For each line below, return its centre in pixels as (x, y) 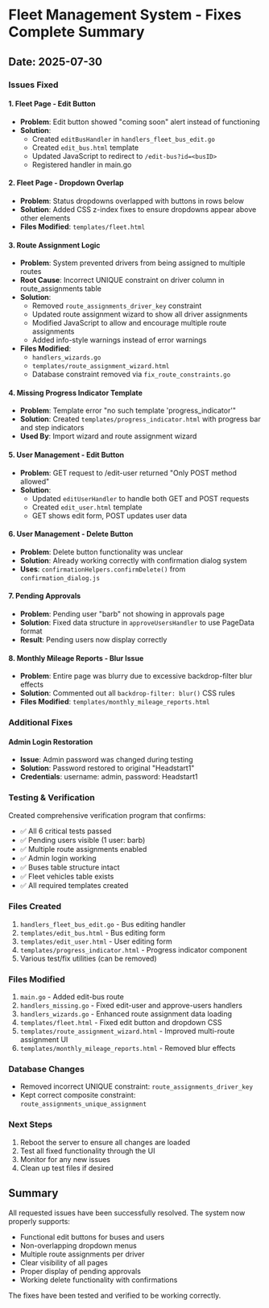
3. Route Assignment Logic (54, 245)
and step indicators (52, 428)
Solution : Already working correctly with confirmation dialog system (133, 560)
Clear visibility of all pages (64, 1262)
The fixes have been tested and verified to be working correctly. (115, 1295)
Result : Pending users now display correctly (93, 639)
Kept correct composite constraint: (78, 1095)
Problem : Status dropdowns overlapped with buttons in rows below (132, 201)
